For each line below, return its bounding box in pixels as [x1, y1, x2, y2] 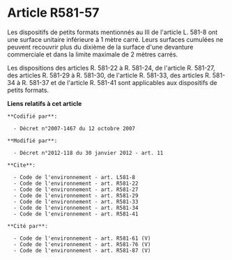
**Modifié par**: [7, 137, 58, 144]
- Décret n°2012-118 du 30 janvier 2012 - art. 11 [13, 149, 164, 156]
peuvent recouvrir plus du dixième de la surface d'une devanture [7, 43, 194, 51]
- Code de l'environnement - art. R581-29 [13, 192, 139, 199]
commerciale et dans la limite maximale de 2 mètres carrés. [7, 50, 178, 59]
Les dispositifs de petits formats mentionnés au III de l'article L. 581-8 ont [7, 28, 218, 36]
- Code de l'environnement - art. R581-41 [13, 211, 139, 217]
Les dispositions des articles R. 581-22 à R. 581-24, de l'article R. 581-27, [7, 63, 216, 72]
